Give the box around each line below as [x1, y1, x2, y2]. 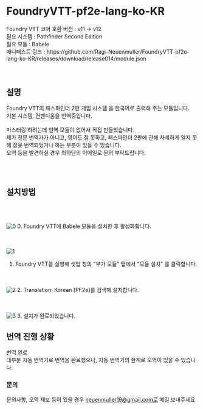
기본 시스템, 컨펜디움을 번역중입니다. [6, 112, 92, 119]
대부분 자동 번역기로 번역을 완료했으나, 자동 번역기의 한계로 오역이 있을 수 [6, 357, 180, 364]
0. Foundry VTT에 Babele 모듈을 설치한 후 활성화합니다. [17, 222, 151, 230]
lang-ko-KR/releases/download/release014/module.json [6, 55, 147, 62]
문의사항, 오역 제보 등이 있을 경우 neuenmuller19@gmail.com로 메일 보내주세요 [6, 396, 196, 403]
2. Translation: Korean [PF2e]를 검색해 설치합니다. [17, 286, 139, 293]
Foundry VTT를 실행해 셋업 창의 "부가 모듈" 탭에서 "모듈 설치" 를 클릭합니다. [15, 260, 198, 268]
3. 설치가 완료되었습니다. [17, 312, 76, 319]
